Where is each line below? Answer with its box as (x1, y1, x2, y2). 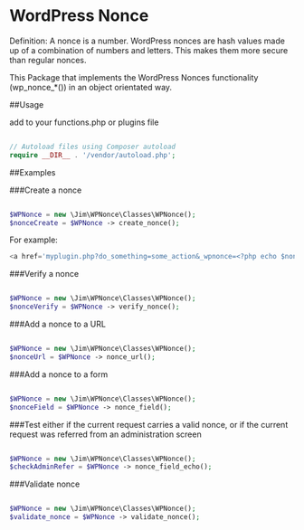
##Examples (9, 166, 56, 177)
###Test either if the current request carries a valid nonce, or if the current (9, 419, 289, 430)
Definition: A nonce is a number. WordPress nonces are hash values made (9, 35, 285, 46)
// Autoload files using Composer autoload (9, 142, 176, 151)
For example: (9, 234, 59, 245)
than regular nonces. (9, 54, 87, 65)
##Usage (9, 99, 44, 109)
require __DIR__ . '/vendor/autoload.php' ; (9, 150, 176, 159)
